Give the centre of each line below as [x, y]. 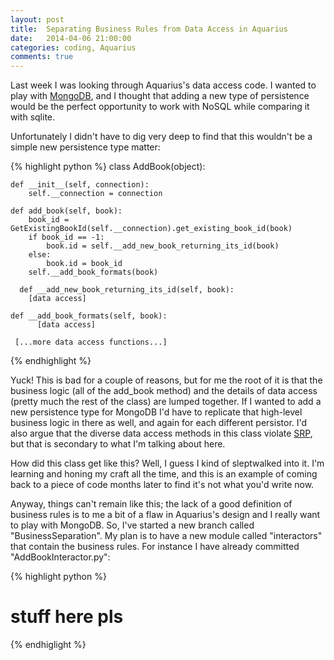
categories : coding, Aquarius [73, 47]
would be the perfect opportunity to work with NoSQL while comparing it [160, 107]
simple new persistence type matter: [85, 147]
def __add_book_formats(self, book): [89, 316]
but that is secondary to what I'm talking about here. [118, 444]
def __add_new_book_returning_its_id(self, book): [127, 290]
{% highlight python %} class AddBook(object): [108, 167]
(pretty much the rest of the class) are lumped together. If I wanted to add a [166, 402]
